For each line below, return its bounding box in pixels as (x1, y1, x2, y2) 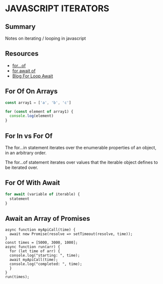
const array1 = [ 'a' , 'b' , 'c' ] (5, 100, 71, 105)
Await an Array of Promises (5, 214, 90, 223)
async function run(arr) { (5, 244, 60, 250)
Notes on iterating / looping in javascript (5, 35, 86, 41)
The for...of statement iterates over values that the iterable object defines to (5, 159, 158, 165)
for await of (12, 68, 36, 73)
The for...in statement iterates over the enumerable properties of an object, (5, 144, 157, 150)
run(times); (5, 275, 29, 280)
